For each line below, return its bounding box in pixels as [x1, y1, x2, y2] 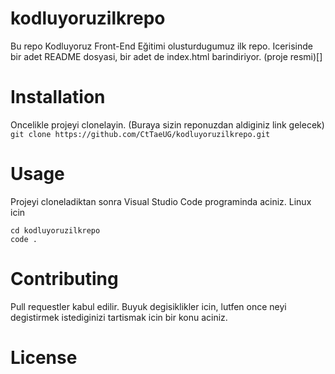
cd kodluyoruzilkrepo [10, 225, 101, 236]
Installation [10, 86, 106, 109]
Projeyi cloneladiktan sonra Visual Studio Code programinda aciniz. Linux [10, 195, 312, 207]
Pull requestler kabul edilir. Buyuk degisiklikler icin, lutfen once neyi [10, 300, 287, 312]
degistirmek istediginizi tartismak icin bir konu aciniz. [10, 311, 228, 323]
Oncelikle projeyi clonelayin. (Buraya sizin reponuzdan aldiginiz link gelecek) [10, 118, 325, 131]
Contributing [10, 268, 119, 290]
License [10, 346, 78, 369]
